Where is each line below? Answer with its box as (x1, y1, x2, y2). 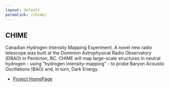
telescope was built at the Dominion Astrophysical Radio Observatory (5, 50, 152, 56)
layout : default (5, 7, 40, 13)
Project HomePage (12, 76, 53, 82)
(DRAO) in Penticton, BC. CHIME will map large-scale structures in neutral (5, 55, 161, 62)
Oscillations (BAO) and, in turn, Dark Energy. (5, 66, 99, 72)
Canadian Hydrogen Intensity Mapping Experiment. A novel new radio (5, 44, 153, 51)
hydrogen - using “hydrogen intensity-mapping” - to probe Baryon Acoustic (5, 61, 165, 67)
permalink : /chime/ (5, 12, 47, 17)
